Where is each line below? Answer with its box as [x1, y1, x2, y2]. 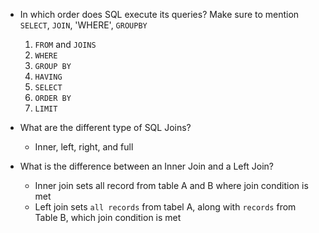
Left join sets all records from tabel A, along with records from [34, 201, 297, 213]
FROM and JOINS [34, 39, 97, 50]
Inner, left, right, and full [34, 141, 134, 153]
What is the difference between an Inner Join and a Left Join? [19, 160, 274, 172]
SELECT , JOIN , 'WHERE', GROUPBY [19, 19, 148, 31]
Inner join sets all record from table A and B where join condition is [34, 180, 309, 191]
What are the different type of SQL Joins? [19, 122, 192, 133]
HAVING [34, 72, 63, 82]
